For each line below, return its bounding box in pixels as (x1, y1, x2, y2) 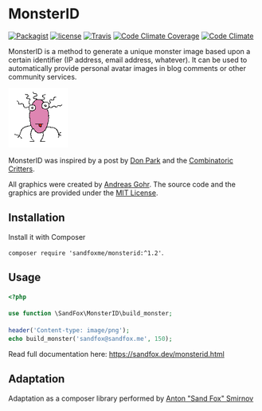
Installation (8, 211, 65, 225)
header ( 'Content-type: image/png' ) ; (8, 327, 130, 335)
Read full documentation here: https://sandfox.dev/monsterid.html (8, 349, 225, 358)
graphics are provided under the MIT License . (8, 188, 158, 198)
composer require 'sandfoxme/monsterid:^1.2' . (8, 248, 164, 257)
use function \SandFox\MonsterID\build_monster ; (8, 310, 173, 318)
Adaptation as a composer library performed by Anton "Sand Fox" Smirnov (8, 393, 254, 403)
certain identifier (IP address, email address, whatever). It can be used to (8, 55, 248, 65)
